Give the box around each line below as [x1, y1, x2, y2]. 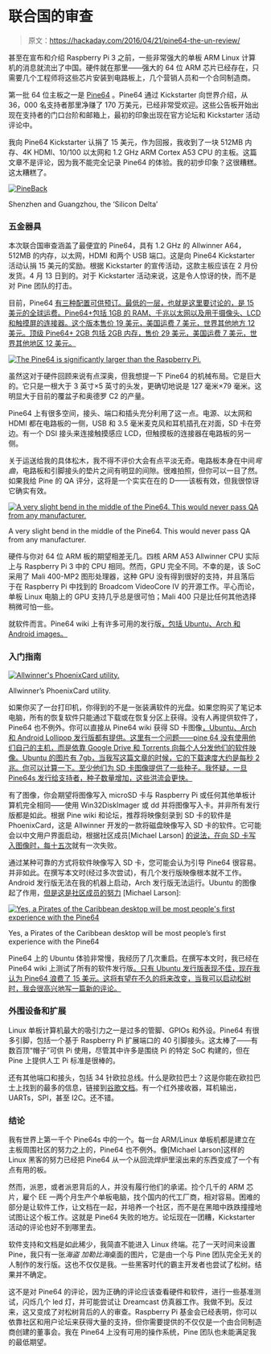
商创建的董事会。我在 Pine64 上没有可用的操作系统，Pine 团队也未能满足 [8, 1327, 250, 1337]
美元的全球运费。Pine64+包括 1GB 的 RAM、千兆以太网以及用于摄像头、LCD [8, 308, 261, 318]
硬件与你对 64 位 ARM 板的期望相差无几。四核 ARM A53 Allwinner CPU [8, 551, 244, 561]
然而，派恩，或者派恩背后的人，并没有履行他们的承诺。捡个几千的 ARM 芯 [8, 1182, 254, 1192]
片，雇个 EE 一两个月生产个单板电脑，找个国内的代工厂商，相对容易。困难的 [8, 1192, 261, 1202]
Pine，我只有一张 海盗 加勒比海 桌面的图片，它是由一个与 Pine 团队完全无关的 [8, 1250, 262, 1260]
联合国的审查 [8, 7, 94, 26]
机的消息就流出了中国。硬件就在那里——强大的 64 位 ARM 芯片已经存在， [8, 62, 253, 73]
